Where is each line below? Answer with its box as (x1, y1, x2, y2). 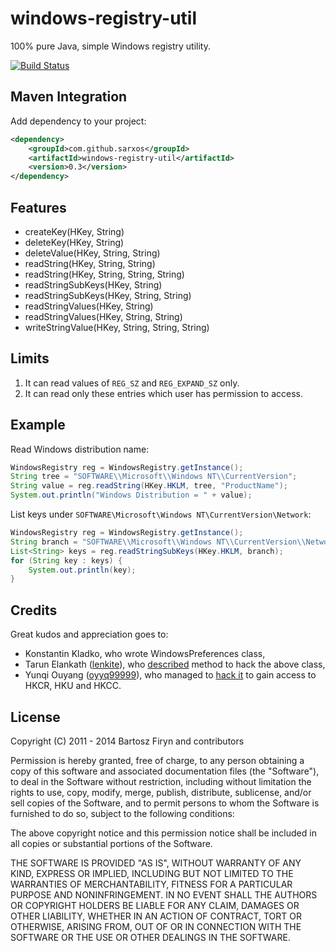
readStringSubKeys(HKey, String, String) (24, 289, 192, 301)
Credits (10, 602, 58, 619)
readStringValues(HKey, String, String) (24, 310, 183, 322)
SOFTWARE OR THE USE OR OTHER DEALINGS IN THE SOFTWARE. (10, 931, 291, 943)
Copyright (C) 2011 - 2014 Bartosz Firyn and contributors (10, 735, 245, 747)
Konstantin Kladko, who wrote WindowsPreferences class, (24, 648, 266, 660)
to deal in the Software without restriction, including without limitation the (10, 775, 312, 787)
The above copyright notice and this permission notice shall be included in (10, 827, 317, 839)
